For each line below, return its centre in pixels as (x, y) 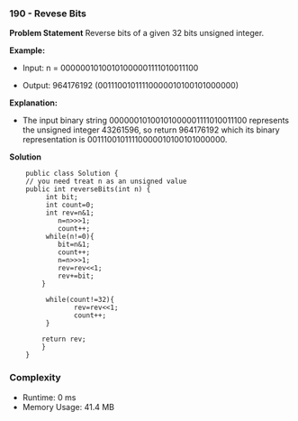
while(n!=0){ (70, 237)
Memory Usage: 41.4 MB (68, 407)
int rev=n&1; (70, 213)
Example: (27, 50)
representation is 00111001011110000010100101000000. (125, 140)
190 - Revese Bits (48, 14)
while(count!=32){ (80, 300)
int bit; (62, 197)
